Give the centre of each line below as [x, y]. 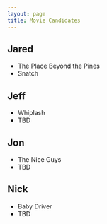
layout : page [27, 14]
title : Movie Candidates [44, 20]
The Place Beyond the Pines [59, 66]
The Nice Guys [39, 159]
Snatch [28, 73]
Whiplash [31, 113]
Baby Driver [35, 206]
